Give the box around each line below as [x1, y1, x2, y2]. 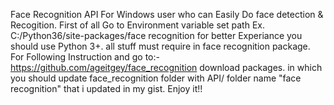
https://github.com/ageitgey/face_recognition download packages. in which [10, 62, 323, 73]
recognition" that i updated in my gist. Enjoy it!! [10, 83, 203, 94]
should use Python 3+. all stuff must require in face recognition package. [10, 40, 311, 52]
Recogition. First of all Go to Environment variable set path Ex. [10, 19, 265, 31]
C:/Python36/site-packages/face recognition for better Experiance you [10, 30, 303, 41]
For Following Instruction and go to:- [10, 51, 160, 63]
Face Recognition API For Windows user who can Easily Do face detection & [10, 9, 324, 20]
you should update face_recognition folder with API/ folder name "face [10, 72, 302, 84]
